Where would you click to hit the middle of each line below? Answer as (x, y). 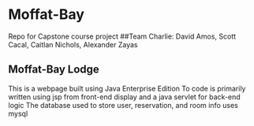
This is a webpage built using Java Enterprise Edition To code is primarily (127, 88)
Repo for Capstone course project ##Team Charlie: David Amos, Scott (122, 36)
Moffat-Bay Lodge (54, 70)
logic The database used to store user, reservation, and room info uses (123, 105)
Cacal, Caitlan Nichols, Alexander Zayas (73, 44)
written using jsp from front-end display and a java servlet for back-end (124, 97)
